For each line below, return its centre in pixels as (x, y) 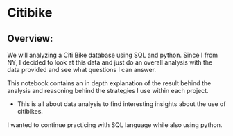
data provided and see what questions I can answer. (82, 70)
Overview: (30, 39)
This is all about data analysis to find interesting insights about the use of (121, 104)
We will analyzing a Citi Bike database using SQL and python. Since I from (113, 55)
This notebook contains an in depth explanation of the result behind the (109, 83)
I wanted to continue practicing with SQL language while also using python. (115, 125)
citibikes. (30, 111)
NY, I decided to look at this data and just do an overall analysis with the (110, 62)
